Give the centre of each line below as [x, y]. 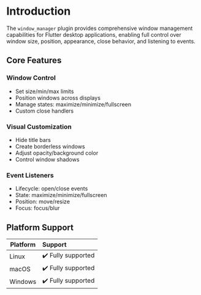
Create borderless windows [50, 146]
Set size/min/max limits [44, 91]
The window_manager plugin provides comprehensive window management [100, 28]
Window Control [31, 78]
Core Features [34, 60]
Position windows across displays [58, 98]
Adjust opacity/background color [57, 153]
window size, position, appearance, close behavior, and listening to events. [101, 41]
